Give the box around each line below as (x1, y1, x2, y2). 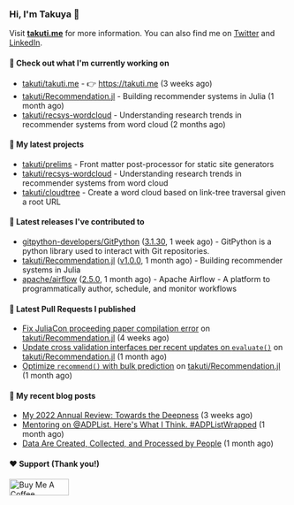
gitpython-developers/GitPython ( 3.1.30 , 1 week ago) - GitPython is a (21, 236, 272, 247)
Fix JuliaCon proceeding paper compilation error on (21, 323, 210, 334)
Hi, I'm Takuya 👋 (9, 8, 80, 20)
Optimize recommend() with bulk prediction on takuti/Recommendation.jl (21, 361, 281, 371)
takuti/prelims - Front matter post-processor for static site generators (21, 158, 275, 169)
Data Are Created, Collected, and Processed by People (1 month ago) (21, 438, 274, 449)
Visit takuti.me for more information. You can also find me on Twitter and (9, 28, 275, 39)
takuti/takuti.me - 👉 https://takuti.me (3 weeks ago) (21, 78, 213, 88)
